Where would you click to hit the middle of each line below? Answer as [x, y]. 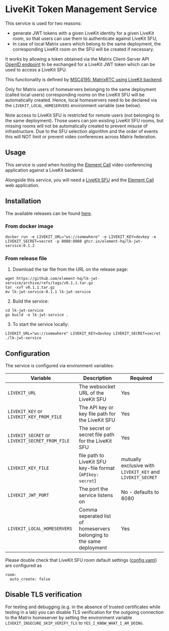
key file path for [97, 414]
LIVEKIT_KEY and [140, 472]
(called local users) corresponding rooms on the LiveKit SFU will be [75, 94]
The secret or [95, 428]
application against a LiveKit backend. [45, 170]
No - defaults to [140, 492]
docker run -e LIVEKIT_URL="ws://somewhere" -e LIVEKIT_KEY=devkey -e [81, 237]
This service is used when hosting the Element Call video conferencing [79, 165]
